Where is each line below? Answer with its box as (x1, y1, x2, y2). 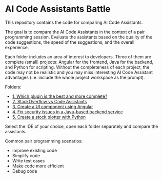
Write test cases (12, 158, 45, 163)
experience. (5, 44, 29, 50)
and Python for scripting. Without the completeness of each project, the (5, 64, 150, 70)
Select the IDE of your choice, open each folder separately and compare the (5, 123, 158, 129)
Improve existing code (12, 147, 57, 153)
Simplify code (12, 152, 40, 159)
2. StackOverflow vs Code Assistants (12, 98, 87, 104)
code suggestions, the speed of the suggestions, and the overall (5, 39, 135, 45)
